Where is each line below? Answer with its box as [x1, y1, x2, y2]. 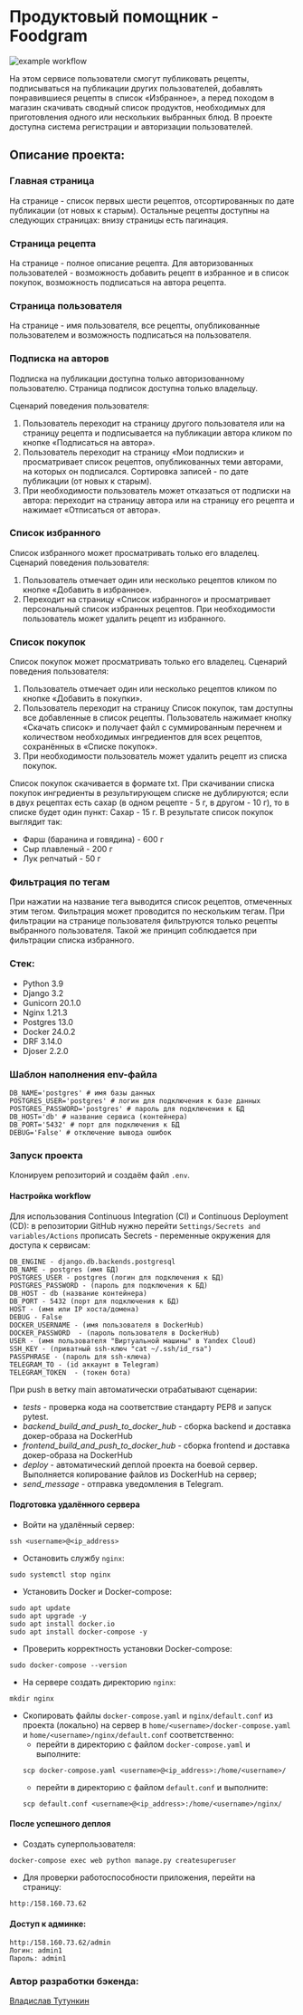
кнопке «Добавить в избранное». [22, 584, 152, 595]
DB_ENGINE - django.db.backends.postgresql [9, 1257, 176, 1266]
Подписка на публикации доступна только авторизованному [9, 373, 245, 384]
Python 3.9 [22, 978, 64, 989]
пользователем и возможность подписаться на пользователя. [9, 330, 251, 341]
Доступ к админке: [9, 1918, 87, 1929]
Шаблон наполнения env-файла [9, 1068, 158, 1080]
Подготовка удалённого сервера [9, 1499, 140, 1510]
